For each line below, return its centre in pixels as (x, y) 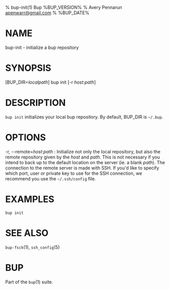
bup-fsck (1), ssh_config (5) (32, 247)
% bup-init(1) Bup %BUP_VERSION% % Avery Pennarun (64, 7)
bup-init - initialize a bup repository (42, 47)
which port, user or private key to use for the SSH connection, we (74, 173)
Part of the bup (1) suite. (29, 282)
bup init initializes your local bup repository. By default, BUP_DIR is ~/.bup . (84, 117)
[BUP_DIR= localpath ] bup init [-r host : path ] (51, 82)
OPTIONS (26, 138)
